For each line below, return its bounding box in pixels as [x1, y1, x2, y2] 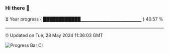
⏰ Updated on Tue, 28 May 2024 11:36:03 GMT [5, 32, 103, 38]
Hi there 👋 [5, 4, 30, 11]
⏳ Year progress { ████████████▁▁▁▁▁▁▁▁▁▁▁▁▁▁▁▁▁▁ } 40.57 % [5, 16, 163, 22]
